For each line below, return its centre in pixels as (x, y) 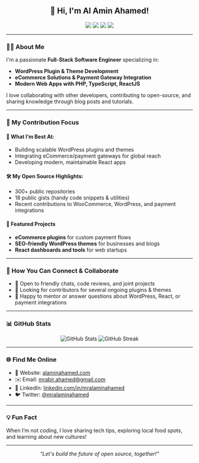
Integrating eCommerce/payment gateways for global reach (88, 156)
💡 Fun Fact (22, 417)
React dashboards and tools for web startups (71, 250)
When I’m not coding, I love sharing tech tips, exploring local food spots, (94, 430)
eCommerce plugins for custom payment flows (73, 237)
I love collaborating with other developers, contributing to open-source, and (99, 95)
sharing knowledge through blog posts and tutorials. (70, 102)
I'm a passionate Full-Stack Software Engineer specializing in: (83, 60)
